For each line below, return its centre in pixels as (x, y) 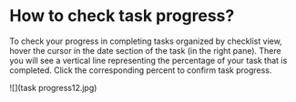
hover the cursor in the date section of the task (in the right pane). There (145, 50)
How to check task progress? (122, 16)
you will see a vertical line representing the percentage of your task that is (148, 60)
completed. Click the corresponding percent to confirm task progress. (141, 70)
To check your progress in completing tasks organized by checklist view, (146, 41)
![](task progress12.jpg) (53, 87)
